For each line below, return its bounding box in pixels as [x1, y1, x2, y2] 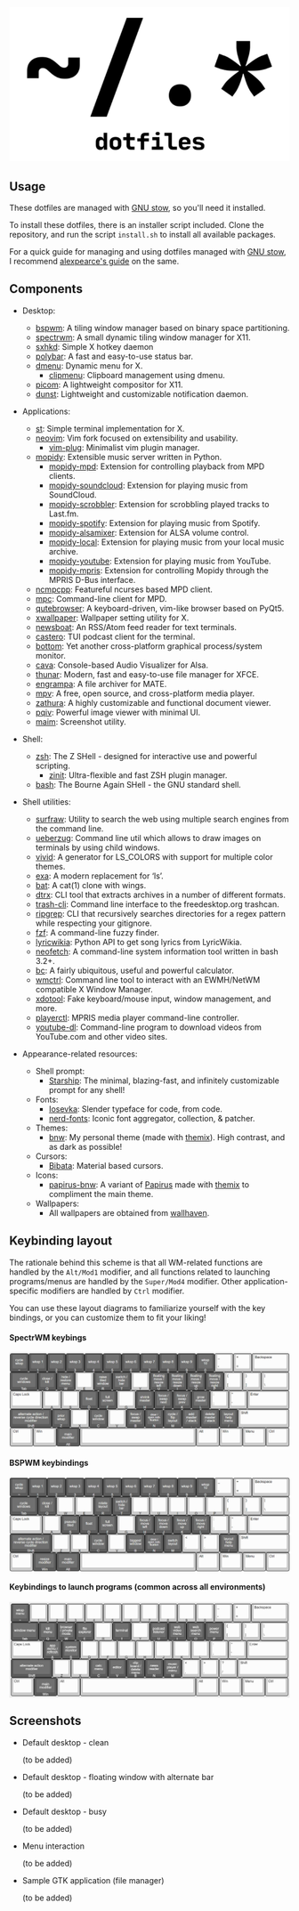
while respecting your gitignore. [35, 918, 153, 928]
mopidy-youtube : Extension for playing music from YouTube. [48, 555, 271, 566]
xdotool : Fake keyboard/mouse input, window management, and [35, 993, 271, 1004]
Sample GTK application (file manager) [21, 1875, 165, 1885]
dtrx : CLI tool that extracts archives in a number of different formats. [35, 889, 287, 900]
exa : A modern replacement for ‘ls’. [35, 870, 165, 881]
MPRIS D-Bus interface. [48, 574, 136, 585]
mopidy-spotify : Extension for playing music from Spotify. [48, 517, 261, 528]
